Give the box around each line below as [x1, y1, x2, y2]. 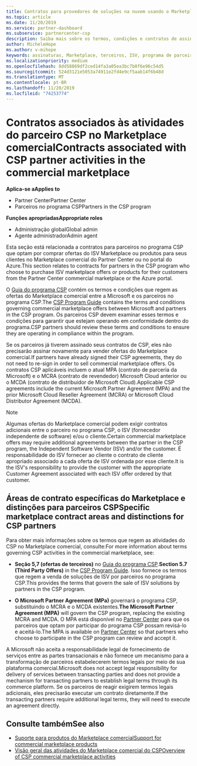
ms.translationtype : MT [6, 74, 64, 80]
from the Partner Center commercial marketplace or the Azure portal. [6, 275, 173, 282]
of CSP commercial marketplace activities [14, 753, 116, 760]
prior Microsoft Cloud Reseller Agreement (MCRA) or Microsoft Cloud [6, 391, 174, 398]
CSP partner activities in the [6, 153, 146, 166]
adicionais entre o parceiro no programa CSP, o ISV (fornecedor [6, 426, 161, 433]
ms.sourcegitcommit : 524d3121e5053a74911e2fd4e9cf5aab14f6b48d [6, 69, 164, 75]
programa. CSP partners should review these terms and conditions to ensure [6, 323, 190, 330]
